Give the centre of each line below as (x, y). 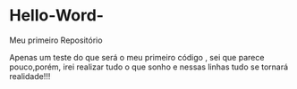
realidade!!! (30, 76)
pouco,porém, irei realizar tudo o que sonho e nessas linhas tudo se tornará (149, 67)
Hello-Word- (57, 16)
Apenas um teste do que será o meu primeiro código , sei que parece (137, 57)
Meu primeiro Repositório (56, 40)
